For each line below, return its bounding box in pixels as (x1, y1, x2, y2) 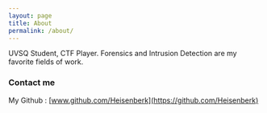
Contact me (8, 77, 56, 88)
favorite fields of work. (8, 57, 84, 67)
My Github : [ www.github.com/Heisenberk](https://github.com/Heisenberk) (8, 95, 259, 105)
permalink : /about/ (8, 26, 74, 34)
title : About (8, 19, 52, 27)
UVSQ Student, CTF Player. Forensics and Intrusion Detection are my (8, 49, 237, 59)
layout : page (8, 11, 52, 20)
